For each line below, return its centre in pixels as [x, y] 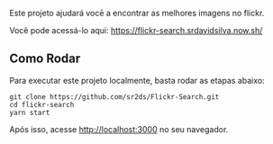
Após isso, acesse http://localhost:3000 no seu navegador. [119, 129]
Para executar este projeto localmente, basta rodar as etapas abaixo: [137, 80]
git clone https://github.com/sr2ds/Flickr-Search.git [114, 97]
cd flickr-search [42, 104]
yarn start [30, 112]
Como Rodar [45, 59]
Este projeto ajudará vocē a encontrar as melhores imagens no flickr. [137, 13]
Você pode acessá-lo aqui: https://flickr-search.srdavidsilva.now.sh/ [136, 30]
